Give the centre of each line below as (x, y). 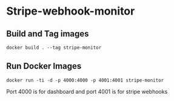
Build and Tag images (48, 34)
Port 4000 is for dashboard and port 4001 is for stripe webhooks (87, 91)
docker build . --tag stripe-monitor (54, 47)
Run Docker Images (44, 66)
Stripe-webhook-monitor (71, 11)
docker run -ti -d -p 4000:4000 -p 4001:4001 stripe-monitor (85, 80)
